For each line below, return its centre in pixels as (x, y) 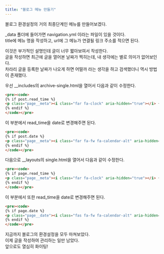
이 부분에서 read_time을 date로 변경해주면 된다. (51, 123)
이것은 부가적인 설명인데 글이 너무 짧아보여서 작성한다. (57, 51)
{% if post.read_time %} (30, 99)
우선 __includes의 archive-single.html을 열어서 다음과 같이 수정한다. (71, 85)
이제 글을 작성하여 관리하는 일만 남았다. (42, 240)
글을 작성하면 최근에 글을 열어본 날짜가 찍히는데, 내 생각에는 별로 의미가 (73, 57)
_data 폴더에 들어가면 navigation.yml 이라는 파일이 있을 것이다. (65, 34)
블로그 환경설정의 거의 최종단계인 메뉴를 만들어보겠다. (56, 24)
